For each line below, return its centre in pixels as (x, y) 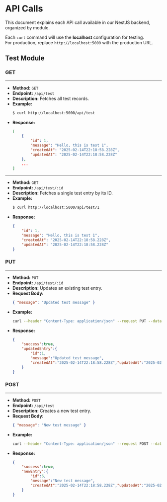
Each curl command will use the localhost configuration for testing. (75, 37)
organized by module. (27, 27)
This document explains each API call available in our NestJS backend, (78, 22)
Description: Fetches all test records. (51, 98)
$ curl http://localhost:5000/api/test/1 (56, 208)
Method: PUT (25, 277)
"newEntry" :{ (35, 472)
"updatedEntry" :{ (39, 349)
